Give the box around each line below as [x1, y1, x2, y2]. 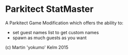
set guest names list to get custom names [12, 29, 99, 35]
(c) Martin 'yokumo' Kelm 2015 [5, 44, 69, 50]
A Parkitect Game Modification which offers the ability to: [5, 20, 123, 26]
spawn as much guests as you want [12, 35, 87, 41]
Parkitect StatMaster [5, 3, 94, 15]
